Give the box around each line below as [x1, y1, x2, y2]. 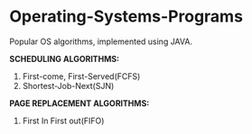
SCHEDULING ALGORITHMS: [9, 53, 120, 64]
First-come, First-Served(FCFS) [22, 70, 141, 82]
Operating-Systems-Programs [9, 6, 244, 27]
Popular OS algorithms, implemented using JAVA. [9, 36, 192, 47]
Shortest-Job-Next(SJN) [22, 80, 115, 91]
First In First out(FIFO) [22, 115, 105, 126]
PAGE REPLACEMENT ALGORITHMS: [9, 97, 150, 109]
